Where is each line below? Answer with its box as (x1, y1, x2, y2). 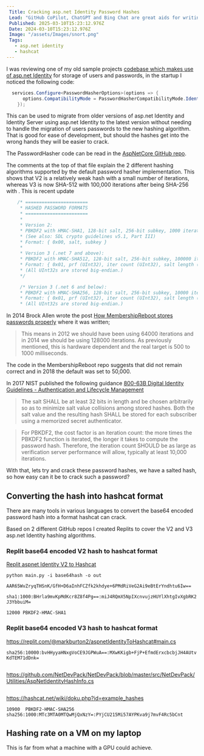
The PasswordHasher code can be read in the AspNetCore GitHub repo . (6, 150, 187, 157)
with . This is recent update (6, 187, 75, 195)
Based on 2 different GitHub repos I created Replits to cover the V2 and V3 (6, 525, 193, 533)
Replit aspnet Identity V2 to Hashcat (6, 561, 97, 568)
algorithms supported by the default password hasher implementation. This (6, 168, 195, 175)
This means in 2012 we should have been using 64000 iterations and (21, 330, 194, 338)
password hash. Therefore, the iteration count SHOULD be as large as (21, 442, 196, 449)
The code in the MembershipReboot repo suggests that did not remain (6, 362, 182, 369)
